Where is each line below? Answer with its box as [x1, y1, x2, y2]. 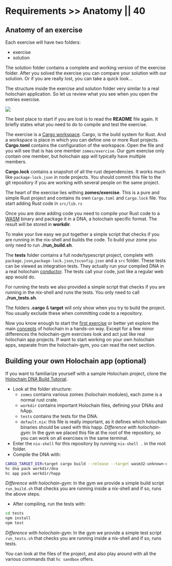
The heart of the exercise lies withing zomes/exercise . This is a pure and [5, 190, 160, 195]
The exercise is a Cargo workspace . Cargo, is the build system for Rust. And [5, 131, 166, 137]
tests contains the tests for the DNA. [20, 413, 98, 419]
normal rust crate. [20, 397, 58, 403]
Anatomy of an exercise [5, 26, 83, 34]
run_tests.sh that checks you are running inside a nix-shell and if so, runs [5, 535, 162, 541]
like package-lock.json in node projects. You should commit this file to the [5, 174, 161, 180]
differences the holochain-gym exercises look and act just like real [5, 331, 145, 337]
